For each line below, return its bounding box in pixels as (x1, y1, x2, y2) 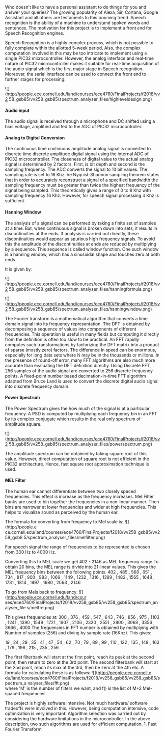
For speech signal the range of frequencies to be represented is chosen (5, 544, 151, 550)
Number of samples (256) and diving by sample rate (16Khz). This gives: (5, 630, 152, 636)
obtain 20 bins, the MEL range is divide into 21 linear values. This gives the (5, 564, 156, 570)
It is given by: (5, 266, 32, 272)
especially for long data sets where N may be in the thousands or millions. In (5, 352, 160, 358)
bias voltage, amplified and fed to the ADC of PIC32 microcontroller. (5, 124, 143, 130)
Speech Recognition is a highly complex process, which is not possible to (5, 40, 154, 46)
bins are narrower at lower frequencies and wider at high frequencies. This (5, 504, 156, 510)
